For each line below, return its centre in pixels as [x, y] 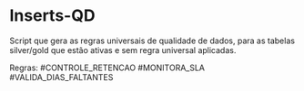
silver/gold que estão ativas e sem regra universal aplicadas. [123, 50]
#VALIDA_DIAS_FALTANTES [61, 77]
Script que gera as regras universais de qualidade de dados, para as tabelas [152, 41]
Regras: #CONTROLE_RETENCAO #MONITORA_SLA [107, 68]
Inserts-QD [52, 16]
